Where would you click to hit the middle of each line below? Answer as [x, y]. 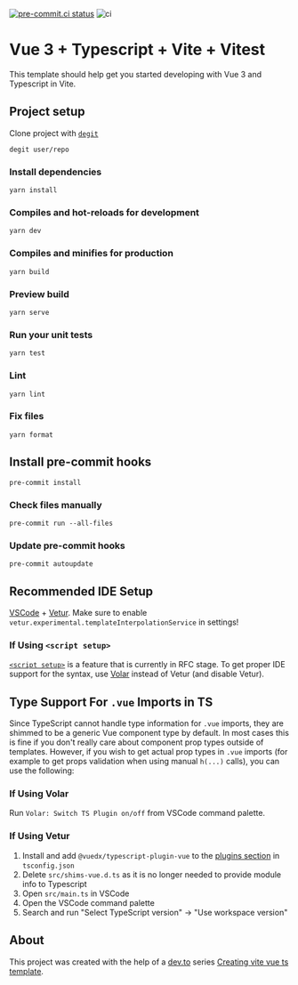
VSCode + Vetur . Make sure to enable [78, 613]
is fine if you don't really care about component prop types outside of [137, 742]
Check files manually [56, 505]
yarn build [29, 271]
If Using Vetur [40, 836]
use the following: [42, 771]
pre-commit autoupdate [51, 564]
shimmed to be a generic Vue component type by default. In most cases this [149, 733]
